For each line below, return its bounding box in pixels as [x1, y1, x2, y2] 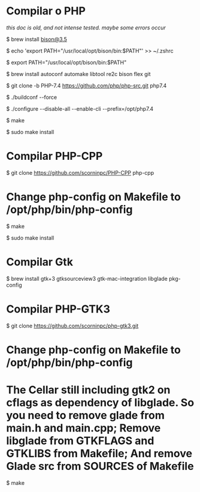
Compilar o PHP [6, 4, 86, 18]
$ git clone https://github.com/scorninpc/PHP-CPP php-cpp [6, 169, 154, 176]
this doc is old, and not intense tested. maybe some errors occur [6, 24, 166, 31]
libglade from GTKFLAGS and [6, 434, 154, 448]
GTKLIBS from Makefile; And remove [6, 447, 193, 460]
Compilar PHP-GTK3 [6, 302, 111, 315]
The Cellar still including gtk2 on [6, 383, 171, 397]
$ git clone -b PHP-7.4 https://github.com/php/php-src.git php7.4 [6, 82, 167, 89]
